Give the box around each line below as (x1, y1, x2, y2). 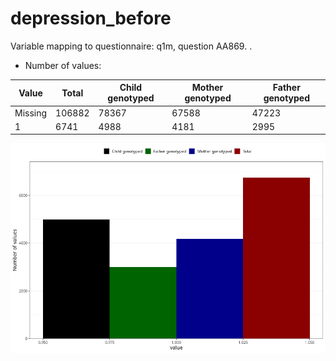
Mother (191, 82, 224, 94)
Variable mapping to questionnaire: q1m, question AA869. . (10, 40, 253, 52)
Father (272, 82, 301, 94)
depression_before (10, 7, 172, 30)
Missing (14, 107, 48, 119)
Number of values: (24, 59, 102, 71)
